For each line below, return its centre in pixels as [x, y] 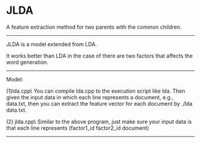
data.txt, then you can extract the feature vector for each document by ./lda [99, 104]
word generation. [28, 62]
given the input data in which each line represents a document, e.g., [90, 97]
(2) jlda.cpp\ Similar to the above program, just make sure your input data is [99, 121]
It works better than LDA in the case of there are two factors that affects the [100, 56]
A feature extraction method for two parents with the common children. [94, 27]
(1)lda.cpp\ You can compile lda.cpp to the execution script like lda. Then [96, 91]
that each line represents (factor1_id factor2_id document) [78, 128]
